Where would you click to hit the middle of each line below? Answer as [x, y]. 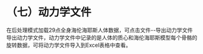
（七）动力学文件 [49, 12]
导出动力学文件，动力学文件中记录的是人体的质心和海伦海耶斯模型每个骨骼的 [102, 37]
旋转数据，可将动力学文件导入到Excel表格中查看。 [69, 45]
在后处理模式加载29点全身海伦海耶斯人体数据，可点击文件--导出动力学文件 [100, 30]
